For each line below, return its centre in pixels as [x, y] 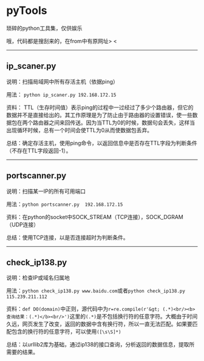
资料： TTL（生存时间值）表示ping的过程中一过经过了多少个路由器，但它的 [100, 107]
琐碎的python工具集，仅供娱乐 [44, 28]
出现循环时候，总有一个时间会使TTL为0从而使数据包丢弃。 [80, 130]
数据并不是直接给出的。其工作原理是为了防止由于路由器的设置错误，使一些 [99, 115]
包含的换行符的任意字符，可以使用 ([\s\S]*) [66, 332]
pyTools [27, 11]
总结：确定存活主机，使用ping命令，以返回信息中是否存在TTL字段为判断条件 [102, 143]
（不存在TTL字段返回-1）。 [39, 150]
